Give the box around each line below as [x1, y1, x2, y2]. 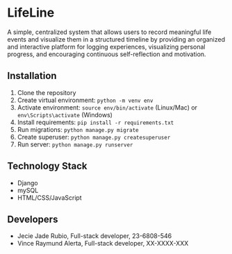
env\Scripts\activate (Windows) [17, 110, 113, 119]
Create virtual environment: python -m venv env [17, 96, 154, 104]
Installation [7, 70, 57, 82]
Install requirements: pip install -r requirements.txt [17, 118, 174, 126]
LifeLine [7, 5, 55, 21]
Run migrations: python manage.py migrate [17, 125, 139, 133]
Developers [7, 213, 58, 225]
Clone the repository [17, 88, 76, 96]
